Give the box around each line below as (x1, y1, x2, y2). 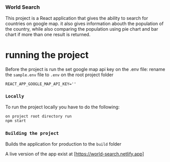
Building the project (5, 130, 59, 136)
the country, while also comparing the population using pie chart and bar (5, 26, 158, 32)
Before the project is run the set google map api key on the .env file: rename (5, 66, 165, 73)
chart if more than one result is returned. (5, 32, 91, 38)
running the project (5, 50, 89, 61)
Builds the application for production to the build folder (5, 141, 122, 147)
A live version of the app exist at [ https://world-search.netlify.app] (5, 151, 144, 157)
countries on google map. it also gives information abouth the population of (5, 20, 164, 27)
